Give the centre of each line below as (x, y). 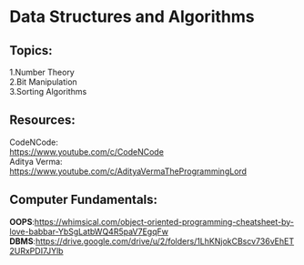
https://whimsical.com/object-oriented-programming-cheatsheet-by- (164, 221)
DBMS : (23, 241)
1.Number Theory (42, 72)
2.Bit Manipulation (43, 82)
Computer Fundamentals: (83, 200)
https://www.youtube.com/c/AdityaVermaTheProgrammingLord (128, 171)
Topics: (31, 51)
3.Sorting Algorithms (48, 92)
